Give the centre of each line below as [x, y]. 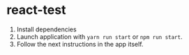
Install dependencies [47, 29]
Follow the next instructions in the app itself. [80, 44]
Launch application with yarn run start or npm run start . [99, 36]
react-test [36, 10]
